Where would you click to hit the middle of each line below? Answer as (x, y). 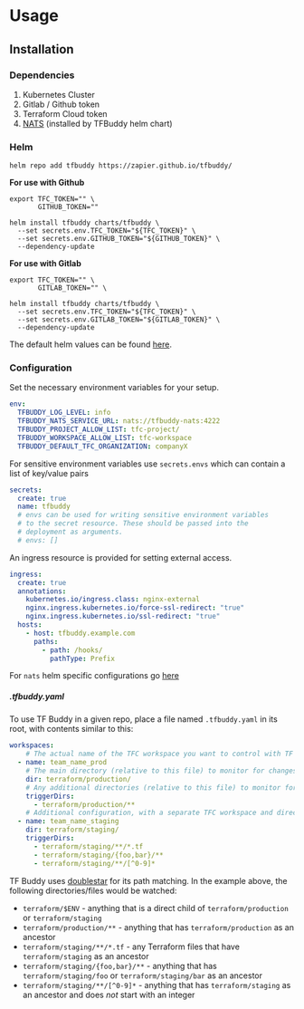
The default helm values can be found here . (91, 344)
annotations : (42, 591)
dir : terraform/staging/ (72, 830)
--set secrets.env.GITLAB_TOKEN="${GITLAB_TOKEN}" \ (119, 320)
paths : (46, 641)
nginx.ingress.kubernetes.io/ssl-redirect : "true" (123, 617)
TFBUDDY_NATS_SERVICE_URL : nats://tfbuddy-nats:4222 (119, 421)
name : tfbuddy (44, 507)
